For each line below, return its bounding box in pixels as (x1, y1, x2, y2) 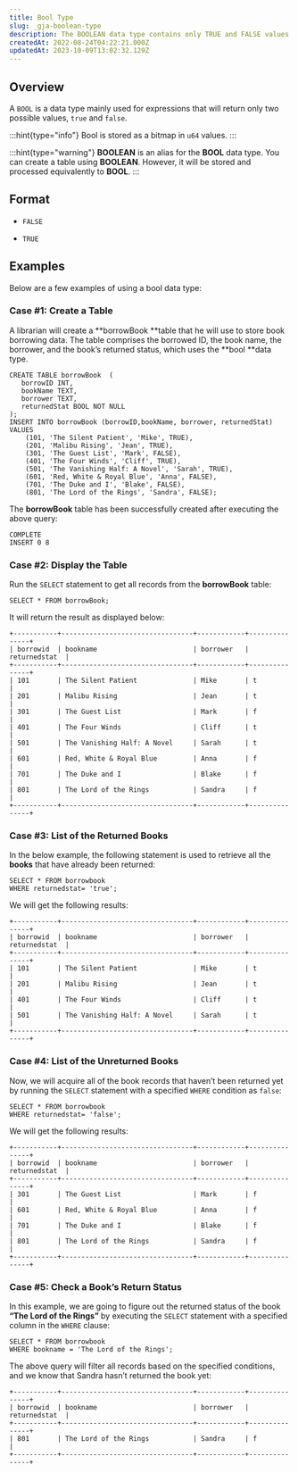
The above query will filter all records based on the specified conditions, (9, 1361, 276, 1371)
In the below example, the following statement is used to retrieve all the (9, 850, 271, 861)
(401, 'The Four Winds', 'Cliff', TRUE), (25, 456, 181, 465)
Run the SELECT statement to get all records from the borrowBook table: (9, 579, 272, 590)
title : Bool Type (9, 12, 74, 22)
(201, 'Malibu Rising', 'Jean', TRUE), (25, 441, 174, 450)
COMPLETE (9, 530, 42, 539)
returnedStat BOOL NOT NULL (21, 402, 126, 411)
